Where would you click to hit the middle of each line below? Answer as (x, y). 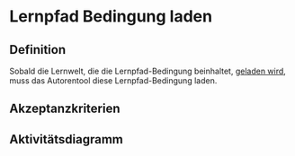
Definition (37, 50)
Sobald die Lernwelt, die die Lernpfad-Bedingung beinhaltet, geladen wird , (147, 71)
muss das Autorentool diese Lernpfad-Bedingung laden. (113, 81)
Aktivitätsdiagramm (66, 139)
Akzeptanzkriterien (65, 109)
